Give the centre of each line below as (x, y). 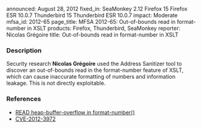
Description (24, 50)
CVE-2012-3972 (35, 119)
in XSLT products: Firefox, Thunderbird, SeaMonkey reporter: (104, 28)
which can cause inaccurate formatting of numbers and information (91, 77)
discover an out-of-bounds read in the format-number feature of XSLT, (95, 70)
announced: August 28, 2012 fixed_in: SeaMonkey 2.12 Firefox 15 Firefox (97, 9)
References (24, 99)
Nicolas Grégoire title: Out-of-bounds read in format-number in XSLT (92, 35)
